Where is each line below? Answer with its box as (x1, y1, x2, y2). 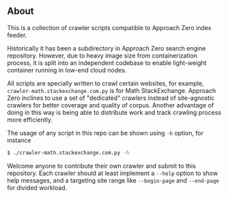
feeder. (7, 31, 27, 39)
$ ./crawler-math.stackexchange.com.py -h (7, 149, 130, 156)
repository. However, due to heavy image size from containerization (7, 51, 198, 60)
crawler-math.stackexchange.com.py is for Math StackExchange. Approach (7, 86, 216, 94)
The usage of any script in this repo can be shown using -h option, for (7, 129, 203, 137)
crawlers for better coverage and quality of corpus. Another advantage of (7, 101, 214, 109)
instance (7, 136, 31, 144)
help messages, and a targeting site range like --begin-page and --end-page (7, 176, 220, 184)
